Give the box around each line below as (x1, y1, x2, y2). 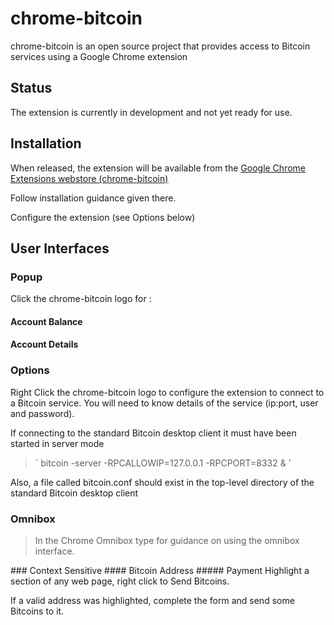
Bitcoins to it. (10, 605, 65, 617)
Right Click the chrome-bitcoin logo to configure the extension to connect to (10, 386, 325, 398)
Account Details (10, 338, 79, 351)
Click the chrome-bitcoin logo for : (10, 293, 152, 305)
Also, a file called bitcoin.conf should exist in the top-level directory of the (10, 476, 315, 488)
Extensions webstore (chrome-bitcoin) (10, 172, 169, 184)
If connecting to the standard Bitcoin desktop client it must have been (10, 427, 297, 439)
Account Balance (10, 315, 83, 327)
